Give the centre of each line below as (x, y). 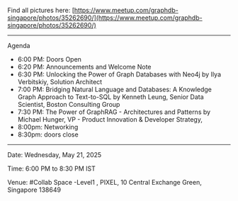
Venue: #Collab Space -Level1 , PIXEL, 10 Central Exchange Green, (104, 182)
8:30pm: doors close (48, 134)
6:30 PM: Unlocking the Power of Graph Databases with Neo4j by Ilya (119, 74)
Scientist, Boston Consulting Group (69, 104)
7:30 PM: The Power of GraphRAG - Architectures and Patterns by (114, 112)
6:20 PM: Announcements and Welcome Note (84, 67)
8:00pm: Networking (48, 127)
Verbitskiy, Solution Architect (60, 82)
